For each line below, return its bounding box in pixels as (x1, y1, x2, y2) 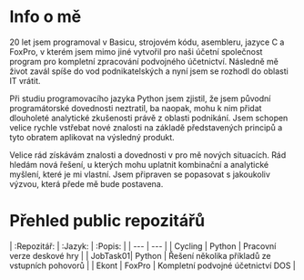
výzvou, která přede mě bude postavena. (9, 178, 164, 189)
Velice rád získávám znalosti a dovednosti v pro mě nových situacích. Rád (9, 149, 287, 161)
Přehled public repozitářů (9, 211, 206, 232)
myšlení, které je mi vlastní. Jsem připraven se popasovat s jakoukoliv (9, 169, 271, 180)
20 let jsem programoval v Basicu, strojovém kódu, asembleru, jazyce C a (9, 36, 285, 47)
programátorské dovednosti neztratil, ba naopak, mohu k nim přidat (9, 102, 262, 113)
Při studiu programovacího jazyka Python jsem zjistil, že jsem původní (9, 93, 271, 104)
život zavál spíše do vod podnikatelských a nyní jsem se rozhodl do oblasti (9, 66, 289, 77)
